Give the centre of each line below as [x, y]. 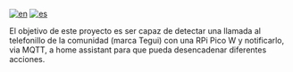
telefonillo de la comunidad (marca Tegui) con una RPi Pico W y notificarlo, [147, 40]
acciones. [27, 59]
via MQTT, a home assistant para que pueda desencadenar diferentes [138, 50]
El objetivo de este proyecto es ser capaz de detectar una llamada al [135, 31]
